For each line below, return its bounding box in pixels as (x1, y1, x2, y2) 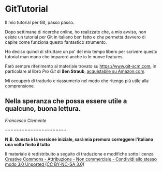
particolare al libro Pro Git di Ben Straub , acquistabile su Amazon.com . (5, 68, 146, 74)
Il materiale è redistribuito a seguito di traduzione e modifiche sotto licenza (5, 151, 154, 156)
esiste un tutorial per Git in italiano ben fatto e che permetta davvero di (5, 34, 146, 40)
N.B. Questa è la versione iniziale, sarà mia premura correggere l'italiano (5, 136, 154, 142)
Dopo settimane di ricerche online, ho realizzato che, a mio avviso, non (5, 29, 147, 34)
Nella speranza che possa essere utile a (5, 97, 127, 105)
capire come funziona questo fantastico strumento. (5, 39, 107, 45)
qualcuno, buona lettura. (5, 104, 81, 113)
